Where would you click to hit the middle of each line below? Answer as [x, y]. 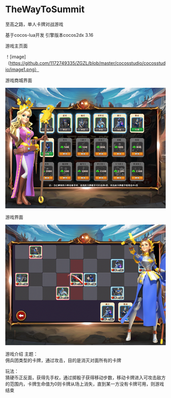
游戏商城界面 [19, 80]
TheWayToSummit [45, 9]
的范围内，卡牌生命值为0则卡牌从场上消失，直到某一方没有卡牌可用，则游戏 [85, 384]
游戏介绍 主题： [22, 354]
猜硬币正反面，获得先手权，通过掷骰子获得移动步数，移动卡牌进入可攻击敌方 [85, 377]
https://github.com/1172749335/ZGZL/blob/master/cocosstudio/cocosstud [88, 63]
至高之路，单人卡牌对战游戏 [34, 24]
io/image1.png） [22, 69]
